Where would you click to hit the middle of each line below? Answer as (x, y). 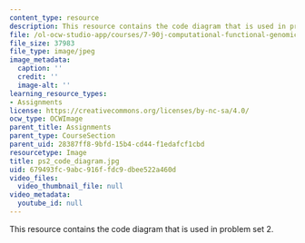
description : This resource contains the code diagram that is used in (148, 26)
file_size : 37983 (42, 43)
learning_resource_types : (58, 93)
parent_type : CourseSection (63, 136)
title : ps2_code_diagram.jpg (64, 161)
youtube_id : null (50, 204)
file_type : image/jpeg (52, 52)
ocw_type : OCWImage (46, 119)
